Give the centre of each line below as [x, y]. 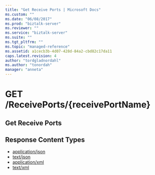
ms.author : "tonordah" [29, 65]
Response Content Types [45, 140]
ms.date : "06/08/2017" [29, 19]
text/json [21, 157]
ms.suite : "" [19, 38]
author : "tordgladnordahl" [33, 60]
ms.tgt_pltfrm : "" [24, 42]
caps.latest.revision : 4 [31, 56]
